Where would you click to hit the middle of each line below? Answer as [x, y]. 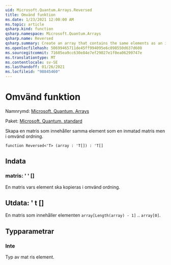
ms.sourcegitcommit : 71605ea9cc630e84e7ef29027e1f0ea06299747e [74, 53]
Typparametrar [30, 231]
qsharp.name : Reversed [29, 39]
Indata [16, 161]
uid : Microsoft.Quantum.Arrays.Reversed [49, 10]
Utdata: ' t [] [25, 203]
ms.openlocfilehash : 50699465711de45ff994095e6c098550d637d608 [74, 48]
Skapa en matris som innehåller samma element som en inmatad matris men [85, 131]
